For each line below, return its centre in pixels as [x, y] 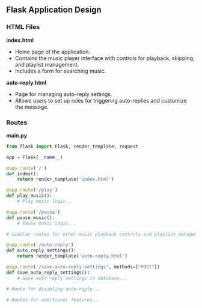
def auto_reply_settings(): [41, 251]
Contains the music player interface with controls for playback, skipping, [105, 58]
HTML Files [23, 27]
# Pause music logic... [47, 223]
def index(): [23, 174]
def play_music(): [29, 196]
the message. [32, 107]
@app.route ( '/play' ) [32, 190]
